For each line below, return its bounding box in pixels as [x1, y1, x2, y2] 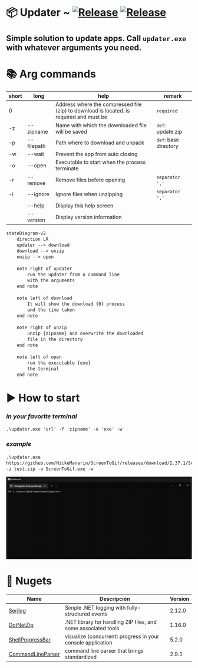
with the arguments [27, 277, 75, 283]
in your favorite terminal [6, 412, 77, 420]
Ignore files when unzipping [55, 191, 123, 198]
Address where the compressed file [55, 101, 142, 108]
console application [64, 639, 113, 646]
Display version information [55, 213, 122, 220]
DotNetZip [8, 621, 34, 629]
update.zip [156, 128, 183, 135]
